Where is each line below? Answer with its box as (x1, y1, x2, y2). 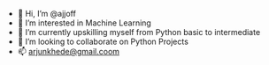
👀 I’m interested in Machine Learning (17, 18, 152, 28)
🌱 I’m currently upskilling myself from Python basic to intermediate (17, 27, 261, 37)
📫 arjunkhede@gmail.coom (17, 47, 120, 56)
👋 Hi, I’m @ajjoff (17, 9, 77, 18)
